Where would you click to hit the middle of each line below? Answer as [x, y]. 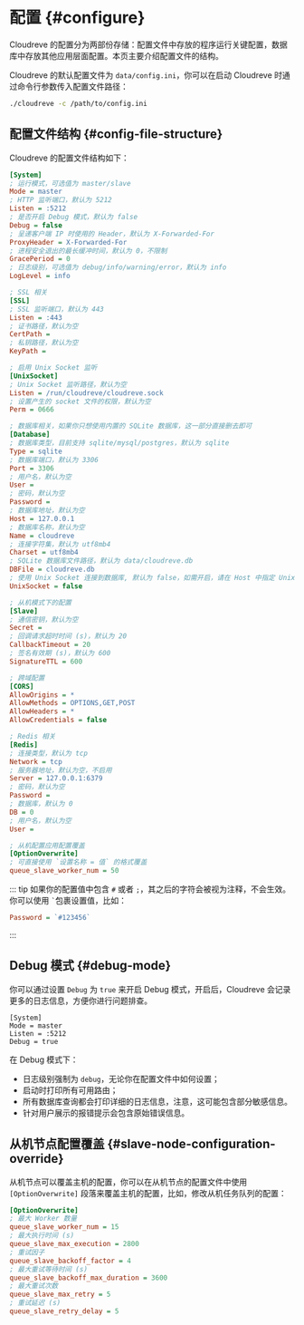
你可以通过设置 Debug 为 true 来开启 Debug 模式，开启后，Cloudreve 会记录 [150, 989]
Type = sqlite [36, 451]
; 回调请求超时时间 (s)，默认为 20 [68, 636]
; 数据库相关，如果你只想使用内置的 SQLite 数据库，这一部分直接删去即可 [131, 426]
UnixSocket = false [46, 586]
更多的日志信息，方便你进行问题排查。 [81, 1001]
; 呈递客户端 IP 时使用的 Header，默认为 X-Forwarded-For [112, 234]
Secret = [26, 628]
